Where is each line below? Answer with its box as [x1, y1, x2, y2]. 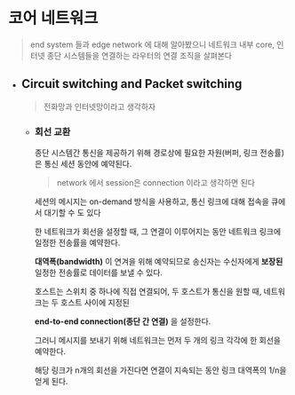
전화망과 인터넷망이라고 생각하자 [43, 101, 156, 112]
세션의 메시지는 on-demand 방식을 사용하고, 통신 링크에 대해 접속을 [34, 196, 270, 207]
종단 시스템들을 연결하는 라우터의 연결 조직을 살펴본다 [46, 50, 233, 60]
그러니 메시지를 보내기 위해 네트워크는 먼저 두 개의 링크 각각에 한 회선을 [34, 335, 282, 346]
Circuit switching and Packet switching [20, 76, 243, 91]
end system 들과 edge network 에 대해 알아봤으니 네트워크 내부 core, [29, 39, 275, 50]
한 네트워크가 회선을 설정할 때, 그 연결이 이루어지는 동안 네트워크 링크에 [34, 226, 282, 237]
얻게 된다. [34, 376, 68, 387]
